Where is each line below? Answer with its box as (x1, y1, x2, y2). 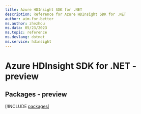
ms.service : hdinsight (5, 39, 52, 44)
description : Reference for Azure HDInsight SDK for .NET (5, 12, 126, 17)
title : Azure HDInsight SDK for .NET (5, 7, 83, 12)
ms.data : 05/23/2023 (5, 26, 48, 30)
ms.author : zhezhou (5, 21, 45, 26)
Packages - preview (5, 90, 67, 99)
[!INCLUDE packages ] (5, 103, 50, 109)
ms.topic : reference (5, 30, 48, 35)
